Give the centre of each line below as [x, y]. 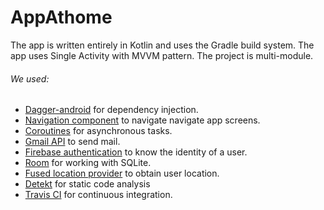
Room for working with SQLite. [88, 163]
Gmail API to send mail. [72, 142]
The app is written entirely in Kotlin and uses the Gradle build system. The [162, 45]
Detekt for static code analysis [87, 184]
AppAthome [61, 17]
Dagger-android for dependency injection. [111, 110]
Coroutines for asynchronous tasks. [98, 131]
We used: [30, 78]
